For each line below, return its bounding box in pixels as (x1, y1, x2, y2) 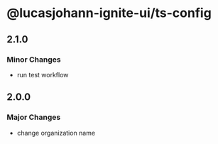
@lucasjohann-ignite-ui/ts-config (6, 5, 212, 21)
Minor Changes (6, 55, 61, 65)
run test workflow (16, 70, 69, 79)
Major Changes (6, 112, 61, 122)
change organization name (16, 128, 96, 137)
